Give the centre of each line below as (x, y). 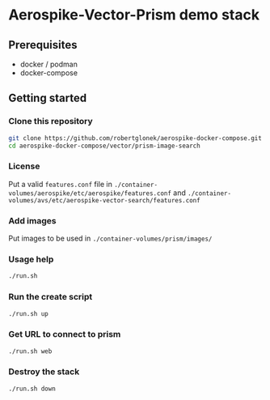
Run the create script (51, 297)
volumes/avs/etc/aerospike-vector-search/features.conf (104, 200)
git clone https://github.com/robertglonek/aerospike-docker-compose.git (135, 138)
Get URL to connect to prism (65, 334)
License (24, 166)
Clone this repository (51, 121)
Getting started (48, 98)
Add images (32, 220)
